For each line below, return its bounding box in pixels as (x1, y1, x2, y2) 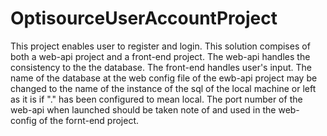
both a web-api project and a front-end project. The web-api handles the (10, 50, 311, 62)
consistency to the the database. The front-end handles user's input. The (10, 61, 312, 73)
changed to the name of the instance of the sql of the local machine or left (10, 82, 317, 94)
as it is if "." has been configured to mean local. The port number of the (10, 93, 303, 105)
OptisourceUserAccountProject (10, 7, 278, 30)
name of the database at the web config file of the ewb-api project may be (10, 72, 318, 84)
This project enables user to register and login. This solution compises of (10, 40, 311, 52)
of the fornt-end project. (38, 114, 140, 126)
